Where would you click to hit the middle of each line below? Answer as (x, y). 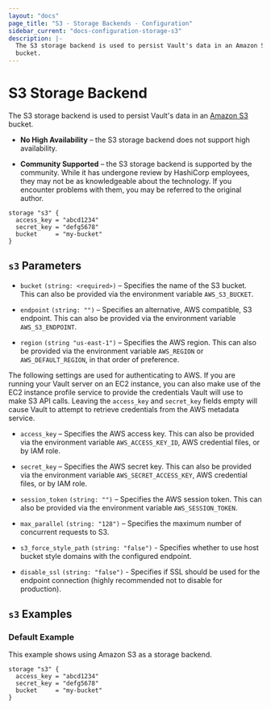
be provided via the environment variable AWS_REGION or (112, 351)
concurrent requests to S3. (65, 532)
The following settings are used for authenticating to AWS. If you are (122, 375)
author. (32, 198)
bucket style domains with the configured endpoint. (106, 556)
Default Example (42, 637)
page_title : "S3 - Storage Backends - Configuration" (101, 23)
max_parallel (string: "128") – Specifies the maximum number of (131, 523)
